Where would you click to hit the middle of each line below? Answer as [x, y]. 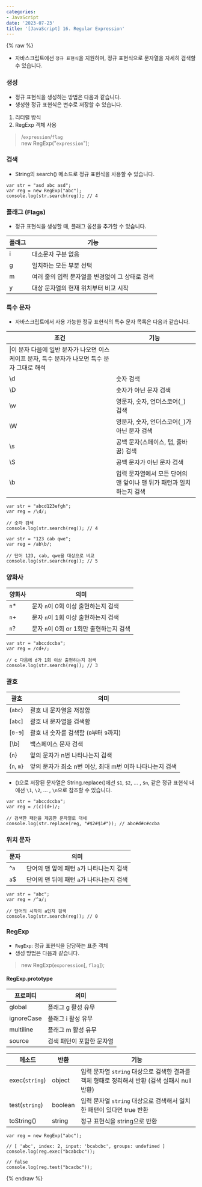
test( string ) [26, 1105]
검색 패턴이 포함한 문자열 [81, 1041]
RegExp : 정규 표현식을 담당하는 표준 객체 [61, 945]
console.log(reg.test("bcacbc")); [50, 1167]
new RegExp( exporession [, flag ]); [63, 965]
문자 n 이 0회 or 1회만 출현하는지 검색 [81, 629]
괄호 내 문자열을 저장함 [60, 710]
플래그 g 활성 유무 [72, 1007]
